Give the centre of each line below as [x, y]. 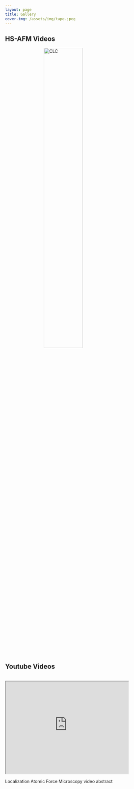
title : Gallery [21, 14]
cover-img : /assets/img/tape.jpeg [40, 19]
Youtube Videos [30, 666]
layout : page [18, 10]
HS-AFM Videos [30, 39]
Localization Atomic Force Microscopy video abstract [59, 781]
